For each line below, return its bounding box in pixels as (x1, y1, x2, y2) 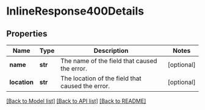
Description (93, 47, 129, 55)
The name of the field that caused (60, 57, 157, 65)
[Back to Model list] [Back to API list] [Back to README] (6, 97, 146, 105)
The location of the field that (60, 74, 142, 83)
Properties (6, 29, 48, 39)
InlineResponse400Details (6, 4, 145, 18)
